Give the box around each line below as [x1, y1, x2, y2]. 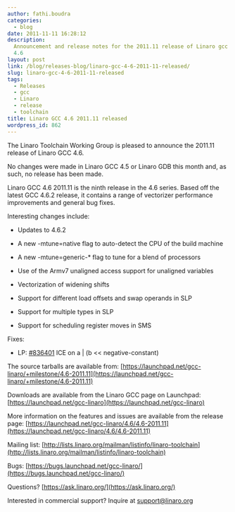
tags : [7, 75, 23, 83]
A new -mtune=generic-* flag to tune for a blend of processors [17, 253, 201, 261]
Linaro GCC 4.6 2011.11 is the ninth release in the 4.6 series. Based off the [7, 183, 220, 192]
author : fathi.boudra [7, 10, 71, 18]
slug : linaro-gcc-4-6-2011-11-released [7, 69, 125, 76]
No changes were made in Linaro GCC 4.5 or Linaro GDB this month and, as [7, 162, 227, 170]
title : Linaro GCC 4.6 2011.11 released [7, 115, 128, 122]
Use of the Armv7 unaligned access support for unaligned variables [17, 266, 214, 275]
